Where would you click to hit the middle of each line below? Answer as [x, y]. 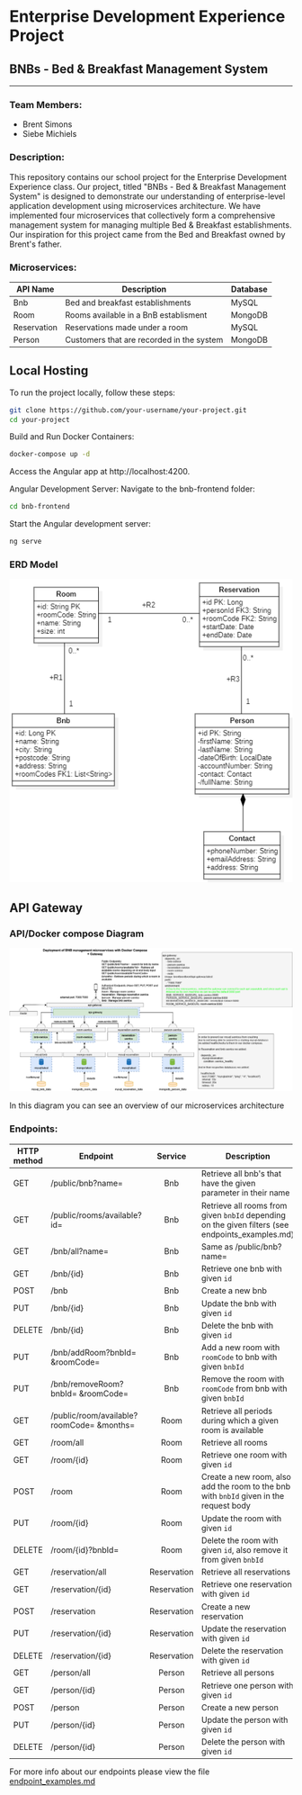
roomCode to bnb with [239, 1358]
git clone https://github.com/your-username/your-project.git [128, 410]
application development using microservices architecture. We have [135, 205]
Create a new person [240, 1707]
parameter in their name [245, 1193]
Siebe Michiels [49, 134]
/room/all [67, 1442]
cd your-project [40, 419]
